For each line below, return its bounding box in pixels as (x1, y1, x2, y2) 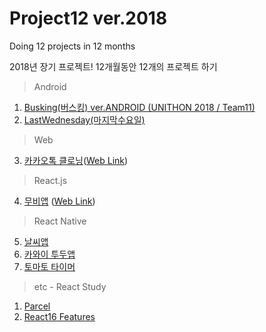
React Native (33, 215, 87, 227)
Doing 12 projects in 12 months (9, 40, 136, 52)
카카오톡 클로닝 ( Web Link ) (23, 154, 129, 166)
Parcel (23, 300, 51, 312)
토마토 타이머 (23, 260, 76, 272)
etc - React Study (33, 280, 107, 292)
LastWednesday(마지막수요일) (23, 113, 146, 126)
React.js (33, 174, 68, 186)
